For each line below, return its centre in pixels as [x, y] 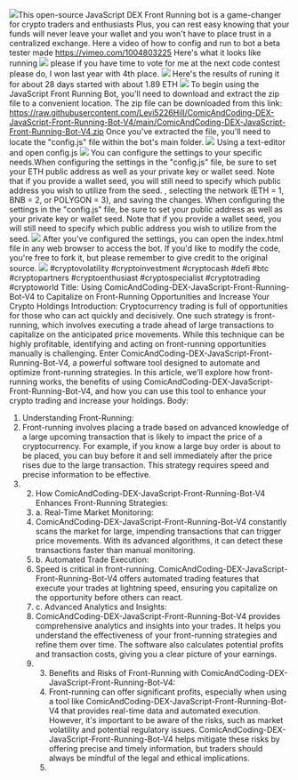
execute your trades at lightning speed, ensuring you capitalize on [157, 588]
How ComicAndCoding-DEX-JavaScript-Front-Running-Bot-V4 [150, 493]
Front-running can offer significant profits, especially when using [168, 692]
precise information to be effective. [86, 474]
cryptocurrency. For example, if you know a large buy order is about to [151, 446]
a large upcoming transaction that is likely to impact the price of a [142, 437]
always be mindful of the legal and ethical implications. [149, 758]
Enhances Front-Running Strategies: [102, 503]
